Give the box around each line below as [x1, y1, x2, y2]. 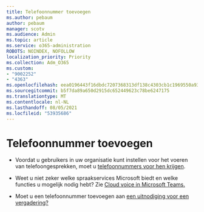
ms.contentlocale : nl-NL [6, 99, 69, 105]
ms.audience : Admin [6, 31, 56, 38]
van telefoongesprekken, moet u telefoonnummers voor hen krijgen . [15, 163, 186, 170]
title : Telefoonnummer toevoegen [6, 8, 91, 15]
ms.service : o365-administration [6, 43, 91, 49]
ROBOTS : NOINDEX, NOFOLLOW [6, 48, 75, 55]
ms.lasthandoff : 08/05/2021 [6, 104, 78, 111]
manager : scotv [6, 25, 45, 32]
